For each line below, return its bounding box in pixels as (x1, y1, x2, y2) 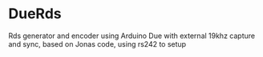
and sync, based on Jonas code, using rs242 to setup (8, 39, 187, 48)
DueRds (8, 5, 62, 23)
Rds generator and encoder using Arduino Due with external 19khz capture (8, 31, 255, 40)
